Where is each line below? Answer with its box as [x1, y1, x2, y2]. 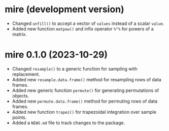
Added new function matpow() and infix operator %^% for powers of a [12, 25, 154, 31]
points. [12, 114, 27, 120]
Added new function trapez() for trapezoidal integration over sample [12, 109, 157, 115]
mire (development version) [5, 4, 125, 15]
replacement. [12, 71, 40, 77]
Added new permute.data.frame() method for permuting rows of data [12, 98, 158, 104]
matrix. [12, 31, 27, 37]
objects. [12, 92, 29, 99]
